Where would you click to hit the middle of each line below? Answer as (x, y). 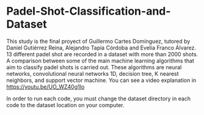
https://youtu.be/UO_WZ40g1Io (46, 86)
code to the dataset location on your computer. (65, 105)
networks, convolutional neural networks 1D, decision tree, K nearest (93, 73)
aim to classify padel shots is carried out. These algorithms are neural (94, 67)
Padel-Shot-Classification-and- (89, 11)
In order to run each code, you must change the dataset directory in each (99, 98)
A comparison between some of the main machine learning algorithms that (100, 61)
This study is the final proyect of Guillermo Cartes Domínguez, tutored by (98, 41)
